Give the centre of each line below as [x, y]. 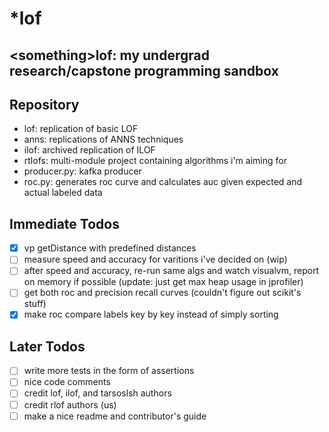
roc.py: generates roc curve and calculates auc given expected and [163, 182]
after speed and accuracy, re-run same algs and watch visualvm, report [171, 271]
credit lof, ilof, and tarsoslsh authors [97, 393]
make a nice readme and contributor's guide [115, 416]
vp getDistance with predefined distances [110, 248]
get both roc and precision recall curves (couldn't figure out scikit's [162, 293]
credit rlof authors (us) [70, 404]
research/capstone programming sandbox [144, 70]
